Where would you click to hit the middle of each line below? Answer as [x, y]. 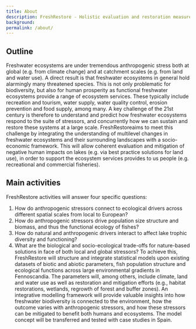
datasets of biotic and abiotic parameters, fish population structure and [100, 264]
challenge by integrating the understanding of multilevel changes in [87, 134]
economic [18, 146]
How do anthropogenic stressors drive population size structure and [97, 220]
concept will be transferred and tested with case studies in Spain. [93, 320]
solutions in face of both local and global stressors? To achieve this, [96, 251]
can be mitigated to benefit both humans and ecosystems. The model [98, 313]
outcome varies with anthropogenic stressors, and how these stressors [100, 307]
